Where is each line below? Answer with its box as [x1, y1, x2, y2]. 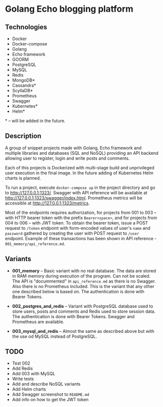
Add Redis [12, 366, 33, 371]
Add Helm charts [12, 387, 46, 392]
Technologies [5, 23, 48, 31]
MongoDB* [12, 77, 36, 83]
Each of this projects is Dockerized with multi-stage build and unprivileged [5, 164, 155, 170]
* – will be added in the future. [5, 118, 66, 123]
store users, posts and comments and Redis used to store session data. [12, 308, 156, 314]
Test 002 [12, 360, 31, 366]
